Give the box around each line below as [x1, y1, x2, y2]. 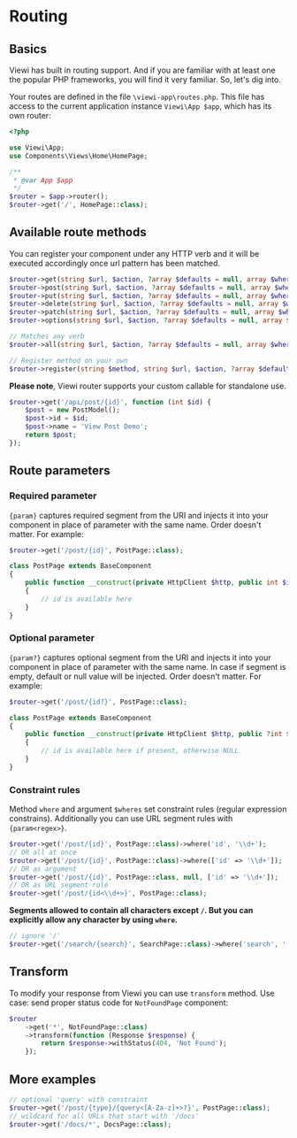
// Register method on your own [9, 356, 128, 365]
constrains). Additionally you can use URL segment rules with [9, 813, 233, 824]
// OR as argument [9, 865, 77, 873]
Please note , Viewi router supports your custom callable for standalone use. [9, 381, 287, 391]
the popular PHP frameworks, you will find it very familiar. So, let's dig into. [9, 74, 281, 85]
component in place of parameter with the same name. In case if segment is [9, 661, 286, 672]
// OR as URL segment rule [9, 880, 109, 890]
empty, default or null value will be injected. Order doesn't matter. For [9, 671, 263, 681]
